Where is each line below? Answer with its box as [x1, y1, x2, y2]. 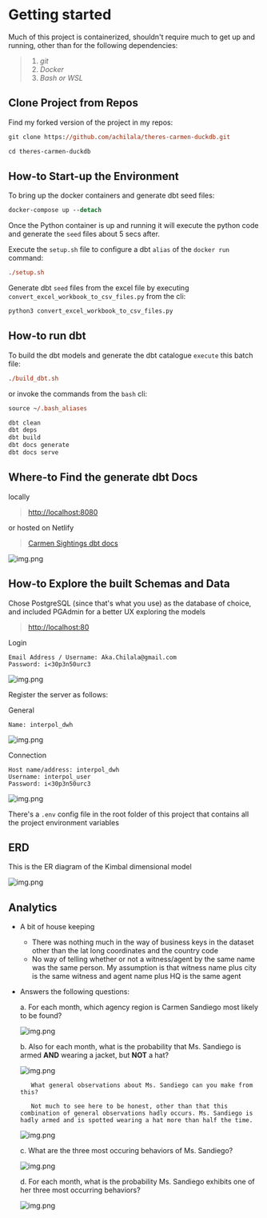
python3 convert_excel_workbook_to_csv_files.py [8, 307, 173, 315]
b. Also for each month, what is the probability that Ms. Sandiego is [19, 1042, 241, 1052]
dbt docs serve [8, 449, 59, 457]
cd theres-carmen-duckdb [8, 147, 91, 155]
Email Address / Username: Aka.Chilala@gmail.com [8, 653, 177, 661]
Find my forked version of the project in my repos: [8, 118, 173, 127]
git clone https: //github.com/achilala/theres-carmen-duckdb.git [8, 133, 230, 141]
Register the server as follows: [8, 689, 109, 699]
